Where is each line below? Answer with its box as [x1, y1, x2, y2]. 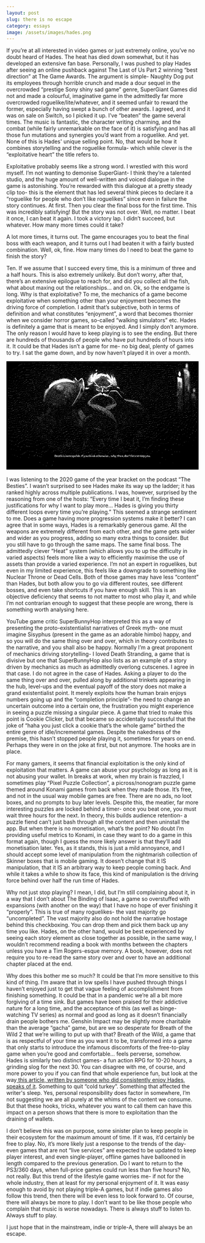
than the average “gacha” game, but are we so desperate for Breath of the [6, 1024, 193, 1032]
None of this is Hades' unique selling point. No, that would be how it [6, 138, 177, 145]
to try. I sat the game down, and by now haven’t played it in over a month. [6, 349, 191, 356]
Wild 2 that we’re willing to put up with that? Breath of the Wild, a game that [6, 1031, 196, 1038]
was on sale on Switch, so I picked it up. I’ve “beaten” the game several [6, 112, 186, 119]
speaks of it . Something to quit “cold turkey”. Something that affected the [6, 1083, 190, 1090]
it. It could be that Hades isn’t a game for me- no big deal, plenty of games [6, 343, 194, 350]
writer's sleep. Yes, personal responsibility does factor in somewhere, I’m [6, 1089, 190, 1097]
